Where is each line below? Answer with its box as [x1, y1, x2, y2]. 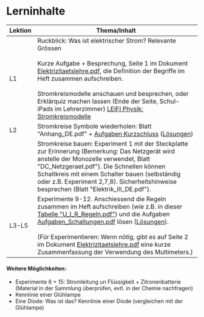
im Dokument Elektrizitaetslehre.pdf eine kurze [37, 240, 171, 249]
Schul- [159, 97, 180, 105]
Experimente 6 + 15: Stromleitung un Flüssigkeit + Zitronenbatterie [15, 278, 181, 285]
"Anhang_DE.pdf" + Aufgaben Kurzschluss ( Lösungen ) [37, 129, 194, 138]
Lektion [9, 26, 32, 35]
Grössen [37, 44, 62, 52]
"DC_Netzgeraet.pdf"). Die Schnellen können [37, 162, 166, 170]
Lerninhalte [6, 4, 66, 18]
